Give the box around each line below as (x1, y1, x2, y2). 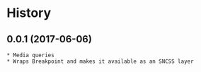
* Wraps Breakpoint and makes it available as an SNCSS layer (6, 58, 194, 65)
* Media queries (6, 52, 54, 59)
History (6, 5, 52, 21)
